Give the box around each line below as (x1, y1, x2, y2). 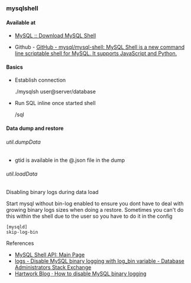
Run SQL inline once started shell (14, 100, 96, 107)
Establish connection (14, 77, 66, 84)
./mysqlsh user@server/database (14, 88, 96, 96)
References (6, 240, 34, 247)
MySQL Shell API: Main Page (14, 251, 85, 259)
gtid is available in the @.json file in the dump (14, 157, 125, 164)
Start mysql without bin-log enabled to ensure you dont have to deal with (6, 200, 184, 207)
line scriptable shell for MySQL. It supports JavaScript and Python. (14, 50, 177, 57)
